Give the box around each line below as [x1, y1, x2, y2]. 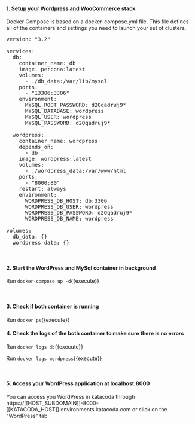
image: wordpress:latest [19, 155, 92, 163]
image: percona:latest [19, 66, 86, 73]
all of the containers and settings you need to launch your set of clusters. [6, 25, 187, 32]
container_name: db [19, 60, 76, 67]
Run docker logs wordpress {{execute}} [6, 355, 102, 362]
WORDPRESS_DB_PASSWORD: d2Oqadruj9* [25, 209, 133, 216]
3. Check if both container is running [6, 303, 99, 310]
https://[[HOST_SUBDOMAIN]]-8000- [6, 399, 99, 407]
